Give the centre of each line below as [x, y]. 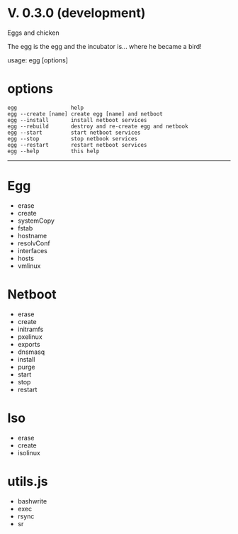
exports [29, 344]
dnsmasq [31, 352]
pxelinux [30, 336]
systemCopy [36, 221]
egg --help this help [53, 151]
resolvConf [34, 243]
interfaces [32, 250]
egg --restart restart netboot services [77, 145]
